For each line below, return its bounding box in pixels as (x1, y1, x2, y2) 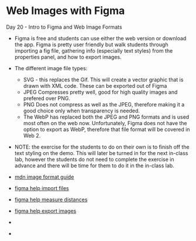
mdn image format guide (14, 173, 74, 180)
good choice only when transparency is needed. (23, 107, 140, 114)
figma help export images (14, 207, 77, 214)
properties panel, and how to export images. (14, 53, 122, 60)
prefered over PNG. (23, 95, 71, 102)
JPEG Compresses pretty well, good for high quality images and (23, 88, 178, 95)
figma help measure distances (14, 196, 88, 203)
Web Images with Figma (6, 4, 125, 18)
